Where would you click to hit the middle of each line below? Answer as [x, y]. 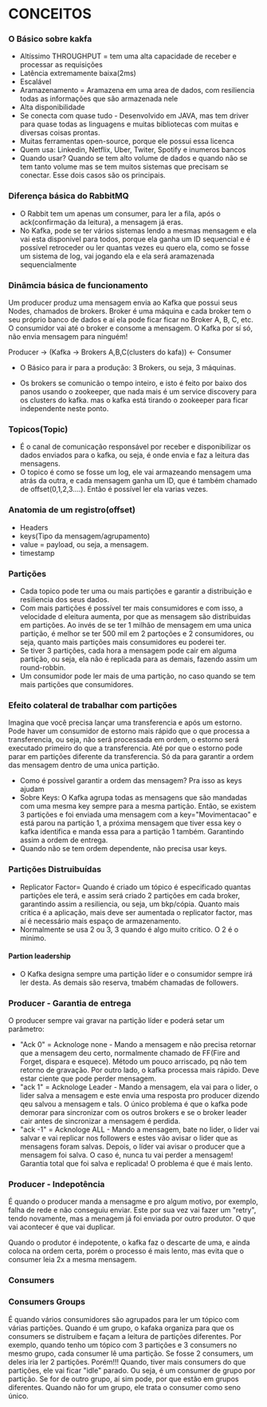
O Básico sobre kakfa [50, 39]
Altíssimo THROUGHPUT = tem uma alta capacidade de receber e [128, 56]
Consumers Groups [47, 1302]
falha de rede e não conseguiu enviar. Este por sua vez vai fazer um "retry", [132, 1210]
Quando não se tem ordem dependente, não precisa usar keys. [123, 849]
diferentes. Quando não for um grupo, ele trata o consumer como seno [125, 1387]
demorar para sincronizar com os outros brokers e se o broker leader [133, 1113]
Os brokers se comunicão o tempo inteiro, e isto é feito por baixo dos [133, 383]
